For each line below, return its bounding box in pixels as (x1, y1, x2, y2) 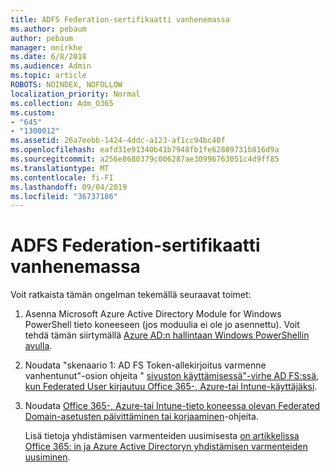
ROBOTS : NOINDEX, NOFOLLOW (10, 80, 123, 90)
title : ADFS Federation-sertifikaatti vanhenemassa (10, 14, 230, 25)
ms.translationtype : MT (10, 163, 110, 173)
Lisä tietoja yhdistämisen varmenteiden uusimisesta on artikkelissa (24, 430, 300, 442)
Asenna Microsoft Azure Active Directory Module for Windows (24, 308, 282, 320)
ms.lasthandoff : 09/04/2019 (10, 182, 128, 192)
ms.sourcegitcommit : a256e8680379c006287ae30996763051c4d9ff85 (10, 154, 280, 164)
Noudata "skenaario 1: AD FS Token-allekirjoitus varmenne (24, 359, 267, 371)
